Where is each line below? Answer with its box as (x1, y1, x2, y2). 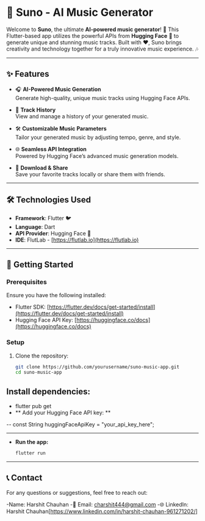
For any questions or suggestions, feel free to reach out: (6, 489, 148, 496)
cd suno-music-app (15, 369, 62, 376)
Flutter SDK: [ (15, 303, 49, 311)
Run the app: (15, 439, 49, 446)
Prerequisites (6, 278, 47, 286)
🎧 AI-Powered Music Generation (15, 85, 102, 93)
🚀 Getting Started (6, 259, 74, 270)
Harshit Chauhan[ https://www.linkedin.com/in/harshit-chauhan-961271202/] (6, 508, 198, 515)
